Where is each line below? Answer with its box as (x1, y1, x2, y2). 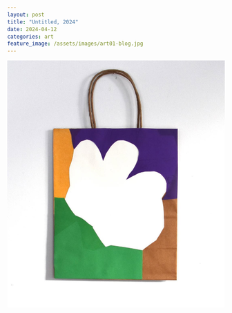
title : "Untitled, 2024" (7, 18, 79, 26)
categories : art (7, 33, 54, 40)
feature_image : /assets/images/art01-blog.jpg (7, 40, 144, 48)
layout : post (7, 11, 45, 18)
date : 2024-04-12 (7, 26, 57, 32)
